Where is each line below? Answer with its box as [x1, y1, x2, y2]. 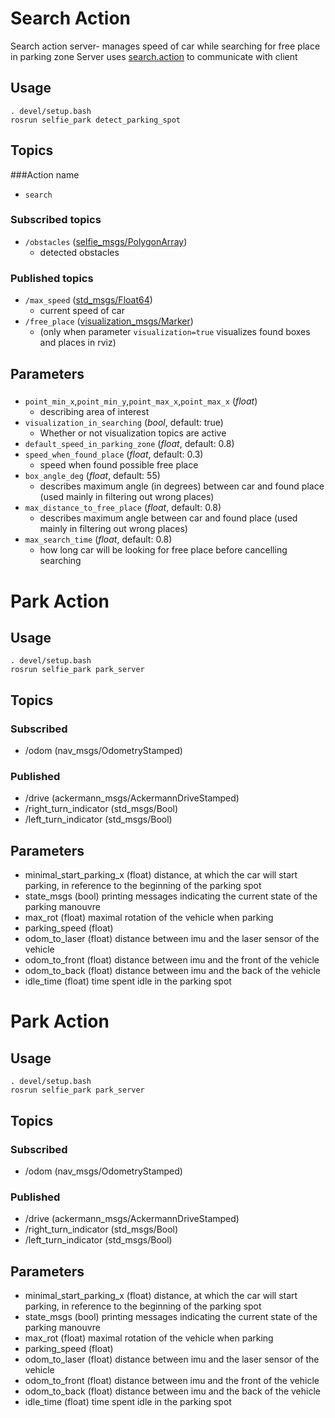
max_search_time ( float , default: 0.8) [24, 533, 173, 546]
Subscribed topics [10, 213, 102, 227]
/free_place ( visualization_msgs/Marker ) [24, 315, 194, 327]
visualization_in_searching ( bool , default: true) [24, 417, 224, 429]
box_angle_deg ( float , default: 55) [24, 470, 161, 482]
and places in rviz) [39, 337, 117, 349]
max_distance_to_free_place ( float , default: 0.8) [24, 502, 222, 514]
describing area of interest [39, 406, 150, 418]
